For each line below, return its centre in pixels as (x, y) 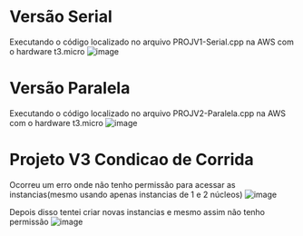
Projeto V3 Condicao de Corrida (132, 160)
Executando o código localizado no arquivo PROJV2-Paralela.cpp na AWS (148, 113)
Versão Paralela (70, 88)
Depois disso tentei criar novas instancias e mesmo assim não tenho (137, 211)
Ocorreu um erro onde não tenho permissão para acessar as (122, 184)
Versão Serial (61, 17)
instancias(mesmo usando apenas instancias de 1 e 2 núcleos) (126, 194)
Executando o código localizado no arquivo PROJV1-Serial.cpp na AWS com (152, 42)
